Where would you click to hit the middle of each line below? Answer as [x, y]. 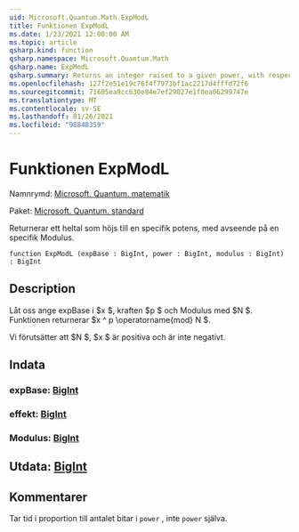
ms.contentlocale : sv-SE [55, 109]
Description [42, 289]
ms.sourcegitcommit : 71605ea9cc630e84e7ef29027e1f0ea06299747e [129, 92]
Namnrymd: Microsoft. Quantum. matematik [90, 193]
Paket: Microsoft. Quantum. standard [77, 211]
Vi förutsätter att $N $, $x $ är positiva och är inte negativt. [117, 337]
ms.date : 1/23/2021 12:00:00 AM [69, 34]
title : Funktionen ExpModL [59, 26]
